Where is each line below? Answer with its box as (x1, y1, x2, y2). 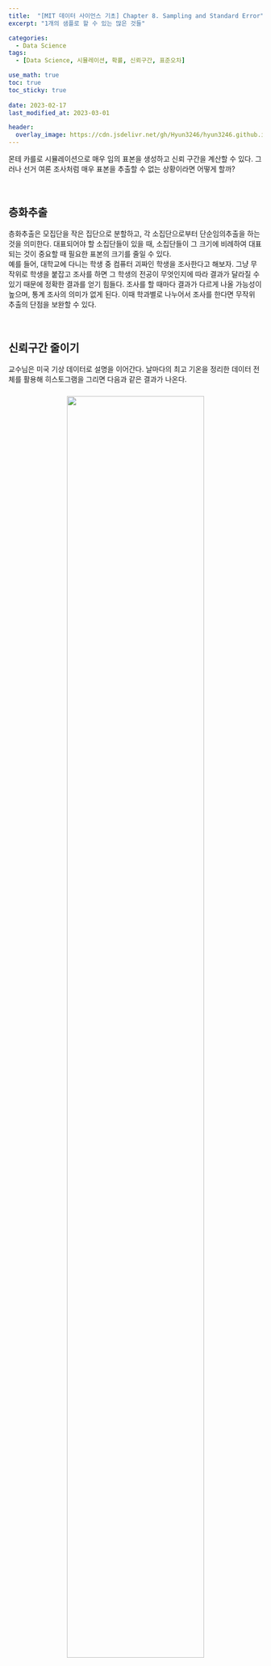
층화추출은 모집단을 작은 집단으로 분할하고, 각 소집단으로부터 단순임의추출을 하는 (8, 228, 261, 239)
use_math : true (8, 71, 60, 79)
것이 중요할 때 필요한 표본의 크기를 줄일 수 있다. (23, 248, 172, 259)
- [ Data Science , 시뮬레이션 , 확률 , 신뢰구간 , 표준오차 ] (15, 57, 186, 65)
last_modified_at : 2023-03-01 (8, 108, 110, 117)
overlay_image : (15, 131, 67, 139)
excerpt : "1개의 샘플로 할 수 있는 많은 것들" (8, 19, 146, 27)
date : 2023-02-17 (8, 101, 67, 109)
